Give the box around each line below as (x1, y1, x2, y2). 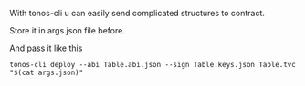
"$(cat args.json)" (9, 68, 84, 77)
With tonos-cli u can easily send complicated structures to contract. (9, 8, 265, 18)
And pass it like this (9, 43, 83, 53)
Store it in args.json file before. (9, 25, 125, 35)
